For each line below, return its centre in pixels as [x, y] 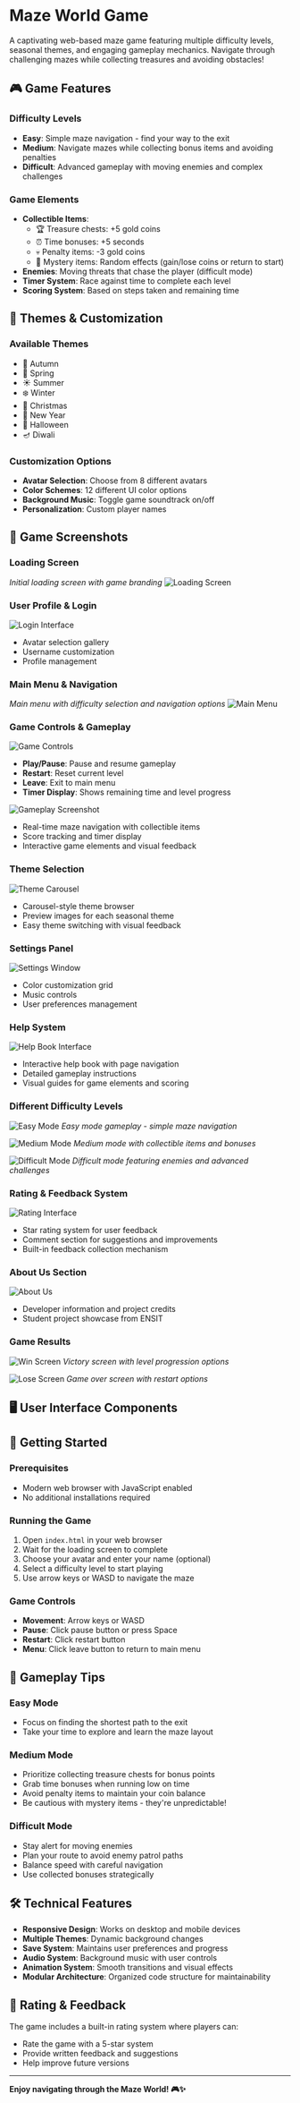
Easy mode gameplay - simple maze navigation [149, 1126]
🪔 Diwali [38, 434]
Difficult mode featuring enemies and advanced [160, 1161]
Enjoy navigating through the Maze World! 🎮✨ [97, 2090]
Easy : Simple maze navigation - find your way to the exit [126, 138]
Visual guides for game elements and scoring [105, 1083]
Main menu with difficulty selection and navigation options [117, 704]
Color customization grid [67, 985]
